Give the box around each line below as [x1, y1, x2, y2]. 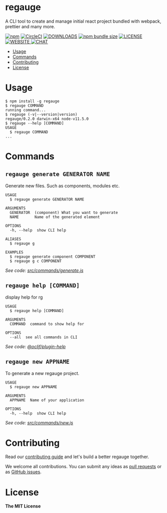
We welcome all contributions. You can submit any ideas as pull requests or [5, 464, 162, 470]
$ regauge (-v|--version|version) [5, 112, 78, 117]
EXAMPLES [5, 250, 24, 255]
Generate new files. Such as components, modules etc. [5, 183, 120, 189]
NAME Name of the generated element [10, 214, 100, 219]
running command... [5, 107, 46, 112]
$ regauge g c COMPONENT [10, 258, 62, 263]
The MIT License [5, 503, 41, 509]
